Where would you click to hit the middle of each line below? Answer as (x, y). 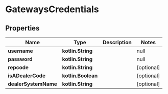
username (20, 51)
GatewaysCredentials (52, 9)
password (20, 59)
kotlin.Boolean (80, 76)
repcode (18, 67)
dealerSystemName (32, 84)
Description (117, 42)
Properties (22, 28)
